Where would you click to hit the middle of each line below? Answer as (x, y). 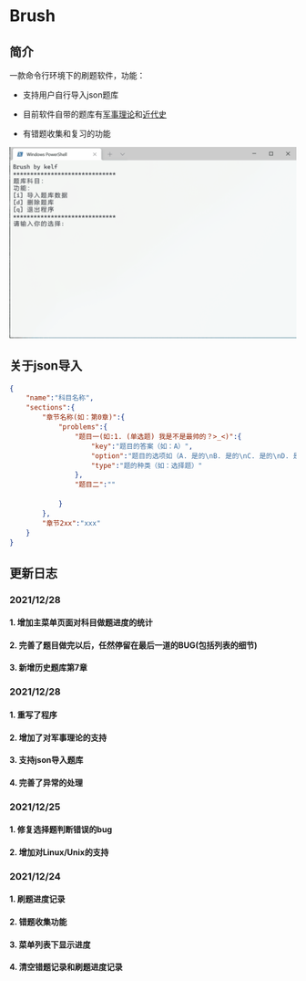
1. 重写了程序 (33, 715)
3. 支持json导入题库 (46, 760)
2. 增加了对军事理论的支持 (58, 737)
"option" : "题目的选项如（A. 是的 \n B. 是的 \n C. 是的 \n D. (190, 456)
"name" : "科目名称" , (60, 398)
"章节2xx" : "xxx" (71, 523)
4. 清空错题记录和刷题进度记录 (66, 967)
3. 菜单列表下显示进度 (50, 944)
